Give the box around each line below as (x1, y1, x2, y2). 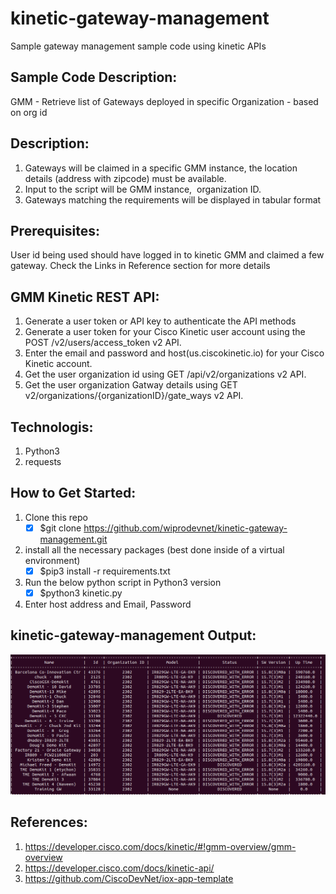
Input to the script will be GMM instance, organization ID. (24, 183, 262, 195)
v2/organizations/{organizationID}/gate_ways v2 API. (24, 390, 244, 402)
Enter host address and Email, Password (24, 598, 192, 610)
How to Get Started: (10, 485, 137, 502)
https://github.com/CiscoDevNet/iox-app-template (24, 872, 234, 884)
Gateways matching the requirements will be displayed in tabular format (24, 193, 322, 206)
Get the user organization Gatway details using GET (24, 379, 238, 391)
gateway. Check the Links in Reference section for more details (10, 260, 271, 272)
